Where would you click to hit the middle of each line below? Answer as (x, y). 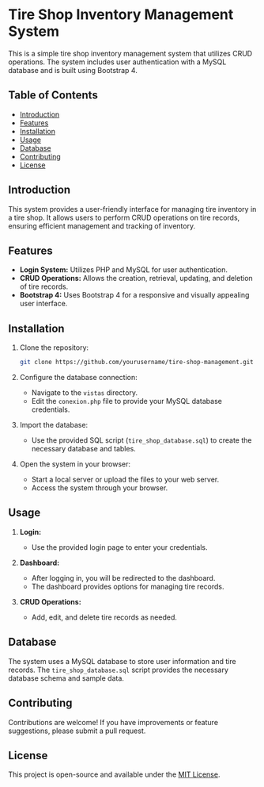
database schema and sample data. (66, 678)
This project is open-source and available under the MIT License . (114, 774)
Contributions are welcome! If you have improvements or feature (113, 722)
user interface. (43, 304)
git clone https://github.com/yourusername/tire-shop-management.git (137, 363)
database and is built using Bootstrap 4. (73, 70)
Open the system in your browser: (75, 464)
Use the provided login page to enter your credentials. (119, 547)
